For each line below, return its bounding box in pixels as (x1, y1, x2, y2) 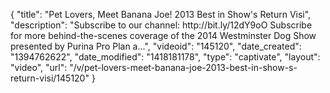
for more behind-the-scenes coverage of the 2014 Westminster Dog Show (10, 30, 317, 41)
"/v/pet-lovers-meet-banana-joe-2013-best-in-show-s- (69, 62, 298, 73)
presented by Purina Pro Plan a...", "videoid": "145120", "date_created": (10, 40, 302, 52)
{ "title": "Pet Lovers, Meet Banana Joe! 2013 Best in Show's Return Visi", (10, 9, 312, 20)
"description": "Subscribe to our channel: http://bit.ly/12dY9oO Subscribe (10, 19, 313, 31)
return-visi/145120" (10, 72, 90, 84)
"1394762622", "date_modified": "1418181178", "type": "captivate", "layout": (10, 51, 321, 63)
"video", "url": (10, 62, 68, 73)
